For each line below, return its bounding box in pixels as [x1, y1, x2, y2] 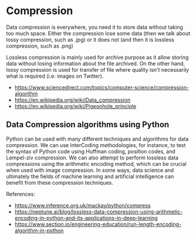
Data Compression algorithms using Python [6, 119, 170, 130]
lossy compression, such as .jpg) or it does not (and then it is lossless [6, 36, 174, 43]
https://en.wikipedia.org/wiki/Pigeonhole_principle [14, 102, 137, 109]
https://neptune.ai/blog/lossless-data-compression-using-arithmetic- [14, 208, 183, 215]
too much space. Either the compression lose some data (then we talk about [6, 29, 191, 36]
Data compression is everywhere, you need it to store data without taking [6, 24, 183, 31]
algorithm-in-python [14, 226, 64, 234]
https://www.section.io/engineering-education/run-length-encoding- [14, 221, 182, 228]
